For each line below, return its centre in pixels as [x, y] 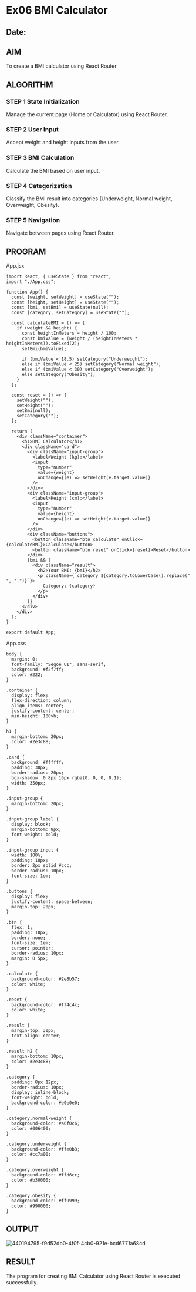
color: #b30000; [31, 1180]
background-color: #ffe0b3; [46, 1149]
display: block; [31, 825]
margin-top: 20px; [34, 907]
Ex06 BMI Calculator [57, 10]
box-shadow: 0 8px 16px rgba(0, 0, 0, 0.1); [67, 778]
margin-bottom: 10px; [38, 1057]
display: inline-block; [40, 1093]
